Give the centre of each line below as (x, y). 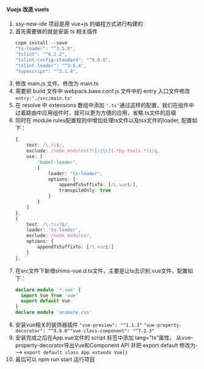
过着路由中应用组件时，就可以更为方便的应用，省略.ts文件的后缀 (96, 113)
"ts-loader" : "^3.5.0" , (45, 49)
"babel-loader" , (58, 162)
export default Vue (46, 301)
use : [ (35, 157)
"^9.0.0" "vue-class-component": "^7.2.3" (101, 331)
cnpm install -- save (41, 43)
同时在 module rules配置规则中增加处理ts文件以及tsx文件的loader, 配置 (104, 120)
